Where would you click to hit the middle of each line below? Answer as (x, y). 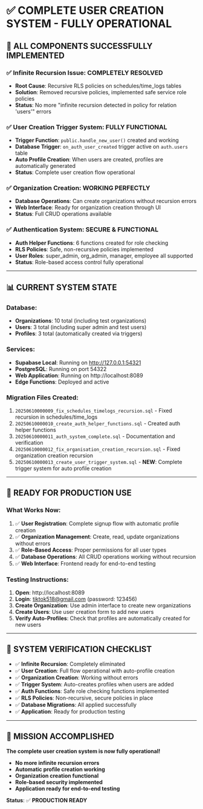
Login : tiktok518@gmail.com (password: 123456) (76, 599)
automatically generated (45, 166)
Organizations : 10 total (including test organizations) (81, 321)
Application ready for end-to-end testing (67, 788)
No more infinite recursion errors (57, 762)
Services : (21, 349)
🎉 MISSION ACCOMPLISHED (60, 737)
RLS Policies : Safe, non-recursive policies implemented (84, 249)
